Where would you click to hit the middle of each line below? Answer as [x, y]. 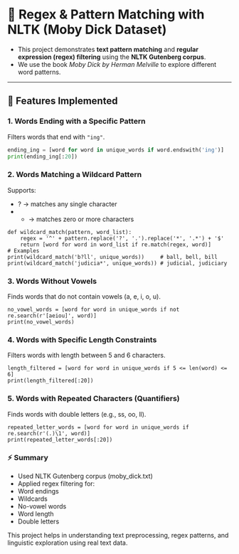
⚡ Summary [28, 458]
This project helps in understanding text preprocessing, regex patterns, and [118, 535]
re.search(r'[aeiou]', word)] [52, 316]
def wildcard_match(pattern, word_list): [70, 232]
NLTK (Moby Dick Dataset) [87, 30]
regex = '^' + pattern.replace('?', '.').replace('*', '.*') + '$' [122, 238]
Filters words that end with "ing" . [56, 137]
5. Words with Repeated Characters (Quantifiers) [94, 399]
